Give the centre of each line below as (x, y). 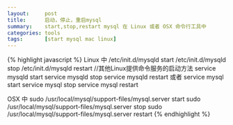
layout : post (32, 13)
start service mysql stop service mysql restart (73, 85)
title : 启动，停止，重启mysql (55, 20)
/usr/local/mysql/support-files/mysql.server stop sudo (85, 107)
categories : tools (34, 33)
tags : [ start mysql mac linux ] (62, 39)
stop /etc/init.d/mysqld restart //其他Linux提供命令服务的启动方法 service (112, 68)
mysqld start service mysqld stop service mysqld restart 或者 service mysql (115, 77)
